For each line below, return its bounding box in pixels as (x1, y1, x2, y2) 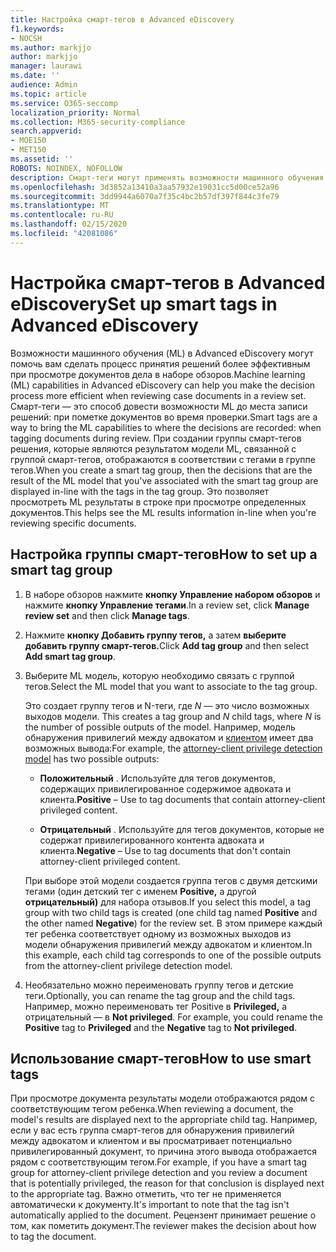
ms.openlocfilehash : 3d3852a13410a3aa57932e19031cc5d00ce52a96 (10, 182, 280, 192)
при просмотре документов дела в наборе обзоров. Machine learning (10, 368, 306, 380)
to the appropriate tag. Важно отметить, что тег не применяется (10, 1188, 282, 1200)
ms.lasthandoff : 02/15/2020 (10, 219, 128, 230)
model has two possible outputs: (24, 752, 160, 765)
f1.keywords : (10, 24, 65, 34)
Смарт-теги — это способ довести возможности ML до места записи (10, 400, 308, 412)
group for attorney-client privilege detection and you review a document (10, 1167, 308, 1179)
